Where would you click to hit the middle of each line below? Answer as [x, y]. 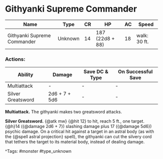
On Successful [135, 72]
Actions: [15, 59]
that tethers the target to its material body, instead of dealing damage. [75, 142]
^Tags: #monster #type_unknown [38, 151]
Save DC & [96, 72]
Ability [25, 75]
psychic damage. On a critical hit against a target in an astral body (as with [80, 131]
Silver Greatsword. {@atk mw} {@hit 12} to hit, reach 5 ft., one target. [75, 121]
